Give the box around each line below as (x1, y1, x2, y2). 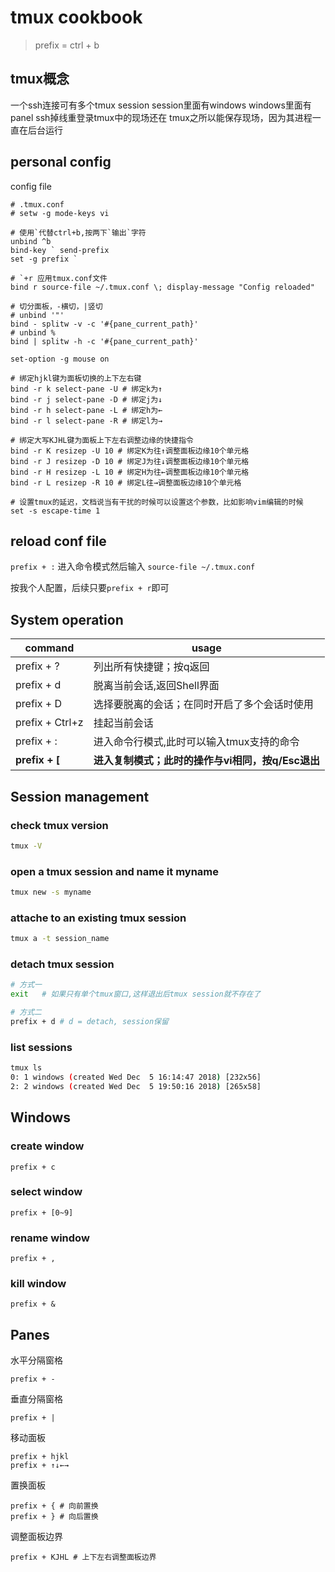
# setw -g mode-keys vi (10, 208, 110, 218)
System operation (10, 611, 124, 628)
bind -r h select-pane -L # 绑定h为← (10, 405, 163, 415)
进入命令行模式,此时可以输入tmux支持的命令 (93, 735, 300, 749)
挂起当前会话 (93, 716, 154, 730)
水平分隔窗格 (10, 1354, 63, 1366)
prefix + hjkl (10, 1452, 70, 1462)
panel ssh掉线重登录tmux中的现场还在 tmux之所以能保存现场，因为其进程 (10, 111, 313, 123)
